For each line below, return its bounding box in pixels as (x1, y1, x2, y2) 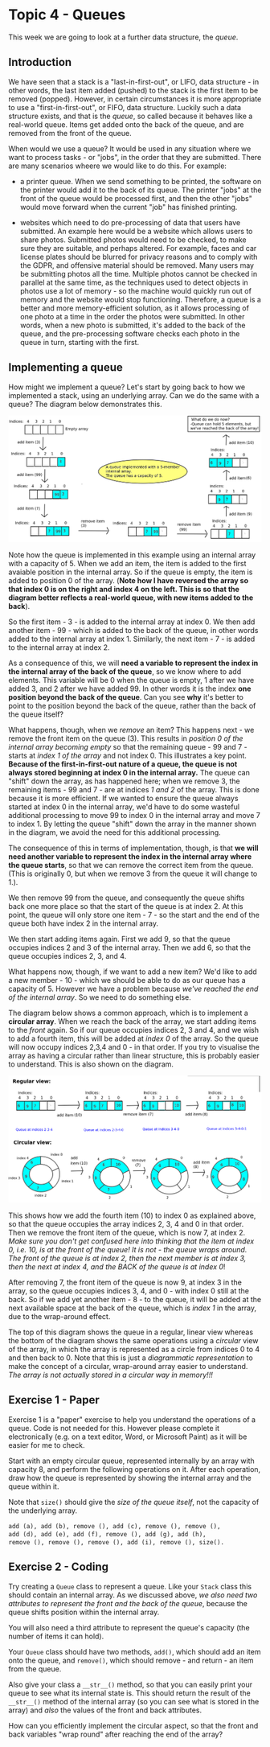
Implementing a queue (8, 360, 123, 375)
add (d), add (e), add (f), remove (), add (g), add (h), (8, 1530, 207, 1538)
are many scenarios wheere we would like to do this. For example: (8, 161, 227, 171)
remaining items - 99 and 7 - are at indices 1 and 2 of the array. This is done (8, 785, 260, 795)
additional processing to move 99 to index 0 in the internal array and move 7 (8, 811, 261, 820)
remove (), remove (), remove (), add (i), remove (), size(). (8, 1538, 225, 1546)
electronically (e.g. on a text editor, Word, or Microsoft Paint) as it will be (8, 1432, 247, 1441)
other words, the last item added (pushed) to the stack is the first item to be (8, 85, 259, 95)
